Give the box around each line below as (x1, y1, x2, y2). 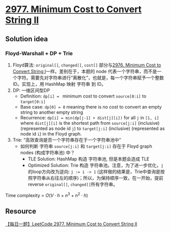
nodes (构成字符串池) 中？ (20, 149, 75, 155)
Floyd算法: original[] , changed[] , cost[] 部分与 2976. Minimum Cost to (12, 62, 161, 68)
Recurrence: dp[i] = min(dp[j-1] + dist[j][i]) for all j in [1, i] (20, 114, 159, 120)
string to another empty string (20, 109, 83, 115)
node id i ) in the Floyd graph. (20, 130, 82, 137)
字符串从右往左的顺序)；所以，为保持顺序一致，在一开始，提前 (32, 175, 164, 181)
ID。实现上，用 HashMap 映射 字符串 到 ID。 (12, 81, 106, 87)
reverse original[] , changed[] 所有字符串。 (27, 181, 118, 187)
